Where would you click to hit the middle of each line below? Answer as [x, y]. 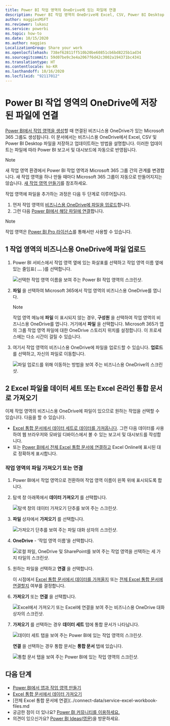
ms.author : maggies [26, 43]
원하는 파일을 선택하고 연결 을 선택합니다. [53, 568]
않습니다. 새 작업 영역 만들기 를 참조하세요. [46, 183]
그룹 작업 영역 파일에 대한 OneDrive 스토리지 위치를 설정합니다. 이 [83, 330]
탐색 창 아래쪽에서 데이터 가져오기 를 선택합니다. [60, 497]
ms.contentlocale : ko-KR [31, 67]
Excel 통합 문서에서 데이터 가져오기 [47, 694]
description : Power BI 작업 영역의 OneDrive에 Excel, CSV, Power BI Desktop [85, 15]
